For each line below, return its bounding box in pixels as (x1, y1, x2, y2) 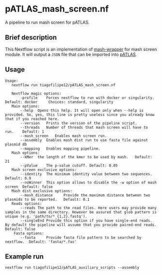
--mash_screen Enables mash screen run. (20, 133, 107, 138)
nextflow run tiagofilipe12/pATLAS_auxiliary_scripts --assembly (5, 265, 139, 270)
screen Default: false (5, 184, 53, 189)
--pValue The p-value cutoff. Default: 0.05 (20, 163, 118, 168)
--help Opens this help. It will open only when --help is (20, 108, 144, 113)
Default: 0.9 (5, 176, 31, 181)
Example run (5, 252, 44, 260)
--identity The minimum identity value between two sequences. (20, 171, 152, 176)
